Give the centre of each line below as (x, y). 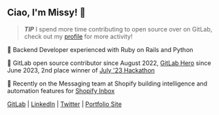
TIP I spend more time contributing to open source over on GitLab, (118, 29)
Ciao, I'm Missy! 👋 (46, 13)
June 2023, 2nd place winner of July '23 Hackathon (81, 70)
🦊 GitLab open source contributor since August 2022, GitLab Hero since (109, 63)
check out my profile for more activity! (78, 36)
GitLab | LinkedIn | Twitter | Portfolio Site (64, 104)
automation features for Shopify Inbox (61, 90)
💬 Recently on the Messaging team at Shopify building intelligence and (107, 84)
